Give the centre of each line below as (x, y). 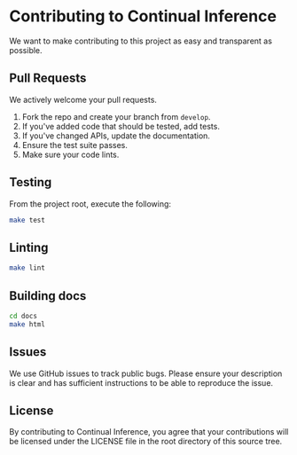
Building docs (48, 296)
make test (27, 220)
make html (27, 324)
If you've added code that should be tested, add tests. (121, 126)
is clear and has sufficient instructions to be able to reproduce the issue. (141, 382)
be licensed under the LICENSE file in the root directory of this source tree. (146, 442)
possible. (26, 50)
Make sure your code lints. (70, 154)
